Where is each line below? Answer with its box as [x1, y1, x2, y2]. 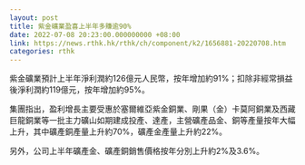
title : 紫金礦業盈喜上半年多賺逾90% [9, 22, 132, 31]
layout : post [9, 13, 59, 23]
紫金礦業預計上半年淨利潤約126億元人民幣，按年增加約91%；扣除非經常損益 [9, 73, 293, 84]
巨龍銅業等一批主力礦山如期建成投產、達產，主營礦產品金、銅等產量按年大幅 [9, 115, 296, 126]
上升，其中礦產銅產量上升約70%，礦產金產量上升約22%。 [9, 126, 228, 137]
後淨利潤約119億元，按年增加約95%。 [9, 84, 150, 95]
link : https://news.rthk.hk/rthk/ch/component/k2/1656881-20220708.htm [9, 38, 286, 48]
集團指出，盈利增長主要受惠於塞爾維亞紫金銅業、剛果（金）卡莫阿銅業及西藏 [9, 103, 296, 114]
